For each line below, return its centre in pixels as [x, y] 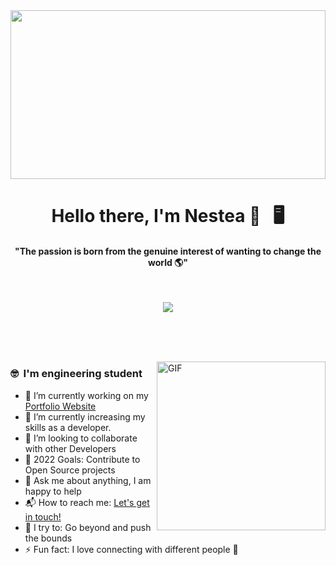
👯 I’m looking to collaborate [81, 438]
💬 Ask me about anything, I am [88, 480]
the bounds [48, 538]
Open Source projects [70, 470]
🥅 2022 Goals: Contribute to [82, 459]
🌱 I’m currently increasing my [85, 416]
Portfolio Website [60, 406]
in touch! [43, 516]
